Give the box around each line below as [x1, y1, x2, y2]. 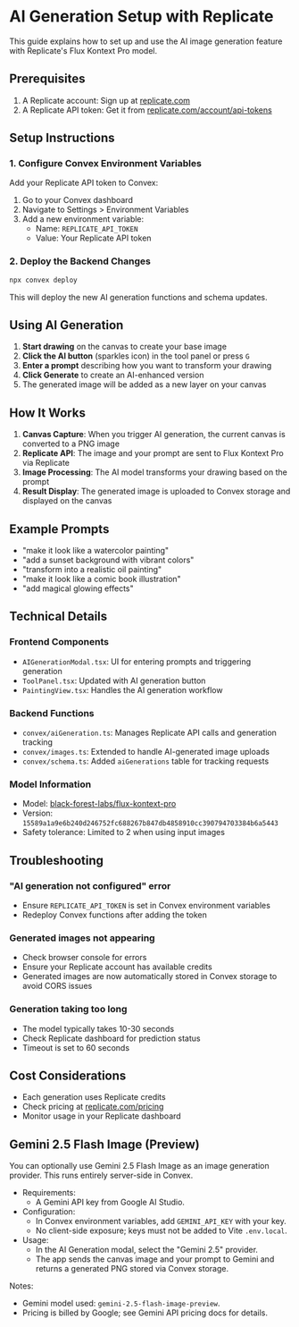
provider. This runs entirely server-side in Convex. [9, 1170, 194, 1181]
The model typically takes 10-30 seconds [21, 1023, 175, 1034]
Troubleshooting [9, 852, 104, 868]
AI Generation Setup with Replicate [9, 6, 274, 27]
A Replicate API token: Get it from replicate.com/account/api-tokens [21, 105, 272, 115]
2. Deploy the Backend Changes [9, 255, 152, 267]
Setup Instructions [9, 131, 115, 146]
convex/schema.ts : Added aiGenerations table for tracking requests [21, 756, 270, 766]
